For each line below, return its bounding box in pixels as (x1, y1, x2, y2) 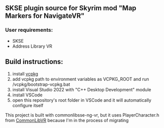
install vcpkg (12, 70, 39, 76)
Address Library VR (12, 43, 53, 49)
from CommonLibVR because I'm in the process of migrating (5, 117, 129, 123)
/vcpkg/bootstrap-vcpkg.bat (12, 81, 70, 87)
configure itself (12, 102, 44, 108)
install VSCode (12, 92, 43, 98)
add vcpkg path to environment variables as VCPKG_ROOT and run (12, 76, 150, 82)
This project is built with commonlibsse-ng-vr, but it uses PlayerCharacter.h (5, 112, 160, 118)
